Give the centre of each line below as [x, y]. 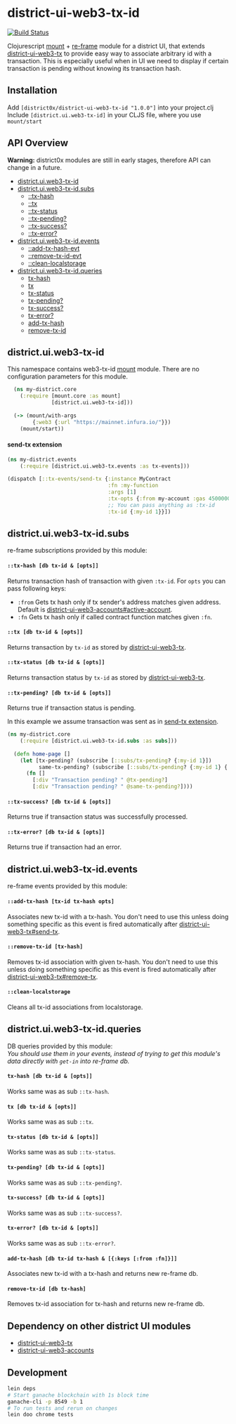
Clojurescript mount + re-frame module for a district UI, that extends [106, 46]
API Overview [38, 143]
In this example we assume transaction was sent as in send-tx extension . [113, 722]
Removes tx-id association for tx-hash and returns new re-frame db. [106, 1304]
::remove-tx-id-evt [55, 256]
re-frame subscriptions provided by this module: [77, 551]
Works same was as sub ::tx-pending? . [65, 1182]
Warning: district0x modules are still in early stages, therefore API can [109, 160]
